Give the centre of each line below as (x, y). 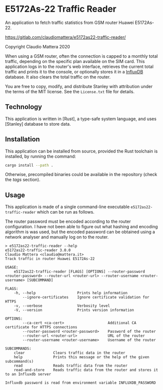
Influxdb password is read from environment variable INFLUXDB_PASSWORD (81, 383)
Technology (24, 107)
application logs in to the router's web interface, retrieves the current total (79, 66)
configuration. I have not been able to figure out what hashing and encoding (81, 227)
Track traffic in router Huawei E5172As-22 (50, 259)
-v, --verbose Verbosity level (62, 306)
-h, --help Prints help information (71, 293)
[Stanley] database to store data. (38, 124)
